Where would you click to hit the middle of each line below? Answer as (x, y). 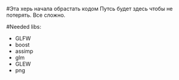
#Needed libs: (24, 27)
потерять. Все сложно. (36, 15)
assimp (24, 51)
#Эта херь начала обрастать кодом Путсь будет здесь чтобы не (89, 9)
